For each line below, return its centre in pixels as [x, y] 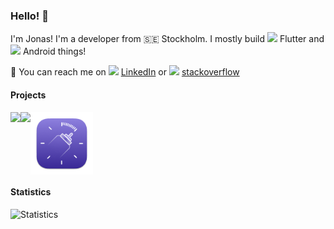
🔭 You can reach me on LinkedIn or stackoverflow [125, 72]
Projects [28, 95]
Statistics [31, 192]
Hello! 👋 [30, 16]
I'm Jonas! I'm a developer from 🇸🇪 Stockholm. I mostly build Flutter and [167, 39]
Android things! [54, 51]
